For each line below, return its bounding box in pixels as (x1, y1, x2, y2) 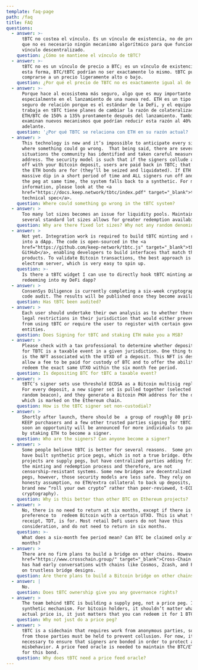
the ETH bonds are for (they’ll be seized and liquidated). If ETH (21, 167, 192, 174)
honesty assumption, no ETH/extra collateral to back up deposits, (21, 480, 192, 486)
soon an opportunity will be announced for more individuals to (21, 425, 183, 431)
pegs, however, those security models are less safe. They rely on (21, 474, 192, 480)
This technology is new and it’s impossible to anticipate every (21, 140, 186, 146)
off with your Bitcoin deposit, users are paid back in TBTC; (21, 162, 178, 168)
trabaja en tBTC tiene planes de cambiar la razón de (21, 107, 157, 113)
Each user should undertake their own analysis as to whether (21, 310, 178, 316)
